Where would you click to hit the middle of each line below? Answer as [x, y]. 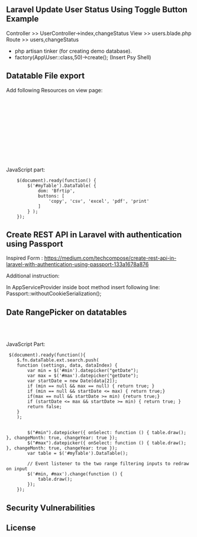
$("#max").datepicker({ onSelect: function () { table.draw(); [107, 443]
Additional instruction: [33, 276]
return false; [45, 407]
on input [17, 469]
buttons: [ [51, 196]
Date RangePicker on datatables [67, 312]
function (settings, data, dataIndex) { [67, 365]
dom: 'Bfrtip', [56, 191]
